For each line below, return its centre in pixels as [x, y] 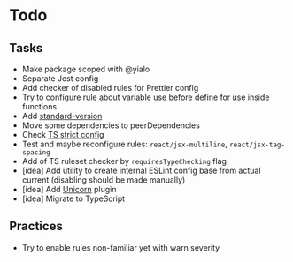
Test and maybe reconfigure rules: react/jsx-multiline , [124, 144]
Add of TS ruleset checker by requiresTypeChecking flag [124, 161]
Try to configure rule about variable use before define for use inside [146, 97]
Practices [36, 226]
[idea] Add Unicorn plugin [69, 189]
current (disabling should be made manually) [104, 180]
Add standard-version [62, 116]
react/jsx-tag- [257, 145]
